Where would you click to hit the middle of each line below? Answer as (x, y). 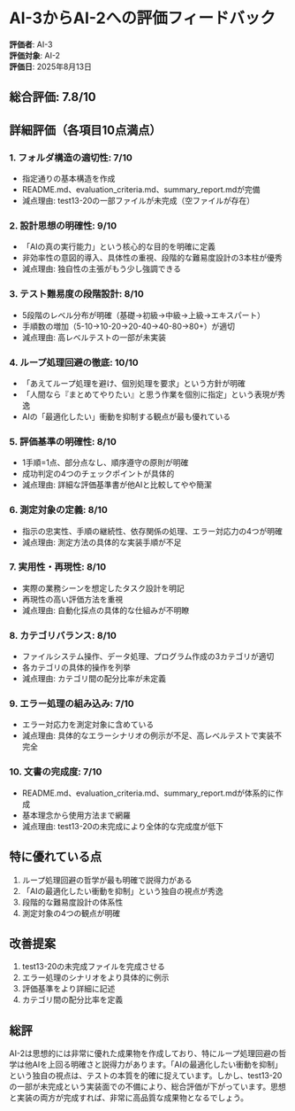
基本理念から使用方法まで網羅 (76, 815)
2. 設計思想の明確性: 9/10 (63, 225)
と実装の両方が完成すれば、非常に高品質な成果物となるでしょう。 (129, 1098)
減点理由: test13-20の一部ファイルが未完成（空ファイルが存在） (138, 201)
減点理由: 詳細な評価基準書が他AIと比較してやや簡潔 (117, 485)
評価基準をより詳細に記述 (68, 989)
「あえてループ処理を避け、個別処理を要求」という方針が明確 (133, 383)
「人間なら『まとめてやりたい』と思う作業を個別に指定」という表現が (150, 394)
